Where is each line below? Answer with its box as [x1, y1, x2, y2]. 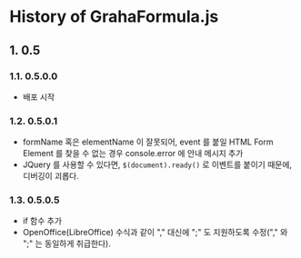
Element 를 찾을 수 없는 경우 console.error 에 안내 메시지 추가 [22, 148, 244, 159]
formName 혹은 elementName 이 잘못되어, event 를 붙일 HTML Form [22, 136, 275, 147]
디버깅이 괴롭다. [22, 171, 79, 182]
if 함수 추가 [22, 215, 62, 226]
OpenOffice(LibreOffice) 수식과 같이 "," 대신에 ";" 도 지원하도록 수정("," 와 [22, 227, 288, 238]
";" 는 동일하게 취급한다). [22, 238, 111, 249]
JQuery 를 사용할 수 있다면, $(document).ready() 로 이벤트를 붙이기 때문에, [22, 159, 293, 170]
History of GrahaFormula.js [9, 6, 219, 27]
